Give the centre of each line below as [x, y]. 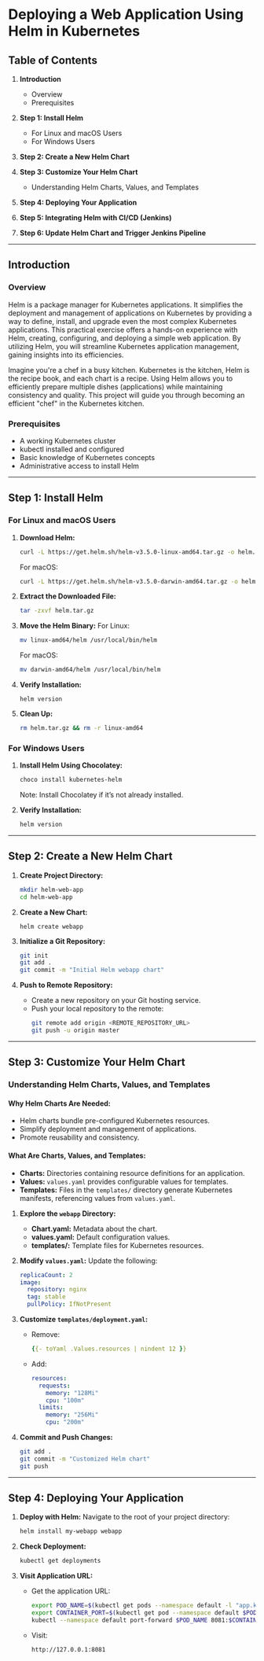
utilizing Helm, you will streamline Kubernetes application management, [124, 346]
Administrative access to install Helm [79, 466]
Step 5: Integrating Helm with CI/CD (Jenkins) [95, 217]
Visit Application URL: [56, 1576]
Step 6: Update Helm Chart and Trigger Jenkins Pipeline [113, 233]
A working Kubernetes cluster [68, 440]
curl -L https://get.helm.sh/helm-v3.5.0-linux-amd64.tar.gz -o [127, 552]
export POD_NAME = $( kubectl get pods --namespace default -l [132, 1606]
